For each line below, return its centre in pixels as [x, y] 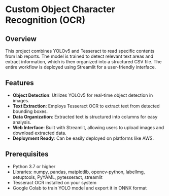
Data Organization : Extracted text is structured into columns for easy [85, 116]
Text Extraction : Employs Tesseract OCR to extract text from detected [86, 106]
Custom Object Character [60, 9]
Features [20, 83]
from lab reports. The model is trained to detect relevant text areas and [79, 56]
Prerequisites [27, 154]
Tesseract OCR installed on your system [54, 182]
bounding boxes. [30, 111]
